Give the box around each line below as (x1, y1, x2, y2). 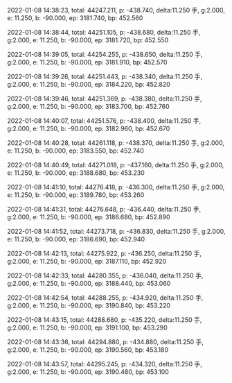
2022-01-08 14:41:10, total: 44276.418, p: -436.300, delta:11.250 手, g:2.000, (7, 183, 225, 191)
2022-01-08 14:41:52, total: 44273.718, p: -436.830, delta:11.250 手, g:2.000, (7, 228, 226, 235)
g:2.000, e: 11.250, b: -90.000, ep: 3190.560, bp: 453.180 (7, 346, 169, 354)
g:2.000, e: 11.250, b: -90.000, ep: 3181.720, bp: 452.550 (7, 36, 169, 44)
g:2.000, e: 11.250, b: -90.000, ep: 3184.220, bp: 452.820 (7, 80, 171, 88)
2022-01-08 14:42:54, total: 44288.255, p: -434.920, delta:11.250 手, (7, 293, 204, 302)
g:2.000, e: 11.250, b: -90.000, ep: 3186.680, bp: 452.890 (7, 213, 171, 221)
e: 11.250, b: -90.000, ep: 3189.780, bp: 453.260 (7, 191, 145, 199)
